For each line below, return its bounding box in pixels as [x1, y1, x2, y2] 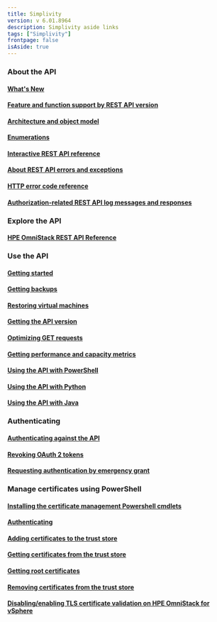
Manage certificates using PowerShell [7, 484, 142, 494]
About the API [7, 67, 57, 77]
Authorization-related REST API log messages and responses [7, 198, 192, 207]
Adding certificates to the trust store [7, 534, 118, 542]
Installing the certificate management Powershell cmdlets [7, 501, 182, 510]
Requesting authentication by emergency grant [7, 466, 150, 475]
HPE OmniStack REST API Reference [7, 234, 117, 242]
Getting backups [7, 285, 58, 293]
